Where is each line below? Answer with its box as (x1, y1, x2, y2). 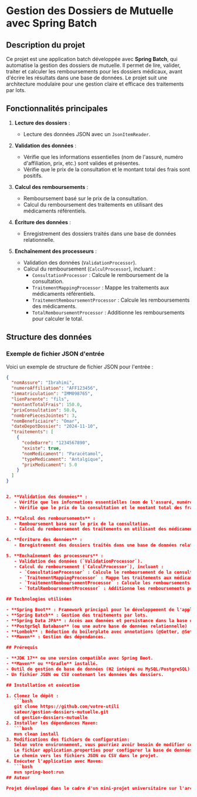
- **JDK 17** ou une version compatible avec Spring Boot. (6, 656, 154, 661)
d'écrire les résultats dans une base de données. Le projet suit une (6, 75, 168, 81)
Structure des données (6, 332, 92, 342)
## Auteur (6, 775, 30, 781)
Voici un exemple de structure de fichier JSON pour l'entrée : (6, 363, 154, 370)
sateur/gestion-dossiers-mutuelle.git (13, 709, 109, 715)
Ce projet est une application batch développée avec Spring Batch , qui (6, 56, 178, 62)
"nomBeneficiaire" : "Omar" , (11, 418, 80, 424)
